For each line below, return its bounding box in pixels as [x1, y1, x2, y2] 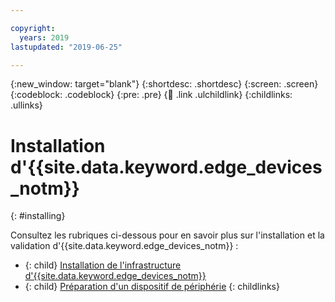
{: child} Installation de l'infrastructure [24, 259, 182, 271]
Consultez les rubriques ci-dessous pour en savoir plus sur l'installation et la [10, 229, 325, 241]
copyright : [10, 23, 56, 33]
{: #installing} [10, 210, 66, 222]
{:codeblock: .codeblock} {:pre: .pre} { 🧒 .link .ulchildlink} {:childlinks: [10, 89, 293, 101]
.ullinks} [10, 99, 43, 111]
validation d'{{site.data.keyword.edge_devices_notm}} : [10, 240, 239, 252]
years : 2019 [19, 32, 70, 43]
